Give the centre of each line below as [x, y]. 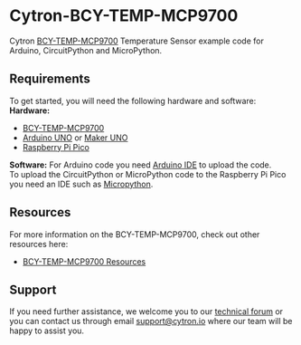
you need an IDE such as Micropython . [81, 184]
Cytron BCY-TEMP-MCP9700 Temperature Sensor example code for [136, 41]
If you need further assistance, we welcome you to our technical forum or [146, 311]
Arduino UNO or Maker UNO [75, 138]
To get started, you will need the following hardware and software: [133, 101]
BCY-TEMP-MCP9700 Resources [84, 261]
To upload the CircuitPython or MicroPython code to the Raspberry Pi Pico [148, 174]
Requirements [50, 79]
